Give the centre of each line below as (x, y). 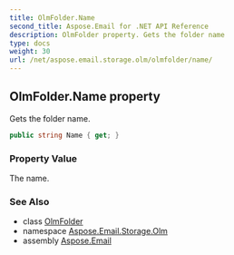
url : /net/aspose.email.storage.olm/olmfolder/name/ (111, 60)
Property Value (44, 158)
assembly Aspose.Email (67, 240)
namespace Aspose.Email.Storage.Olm (95, 231)
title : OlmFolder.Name (52, 18)
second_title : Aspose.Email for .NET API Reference (109, 26)
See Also (29, 201)
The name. (29, 178)
